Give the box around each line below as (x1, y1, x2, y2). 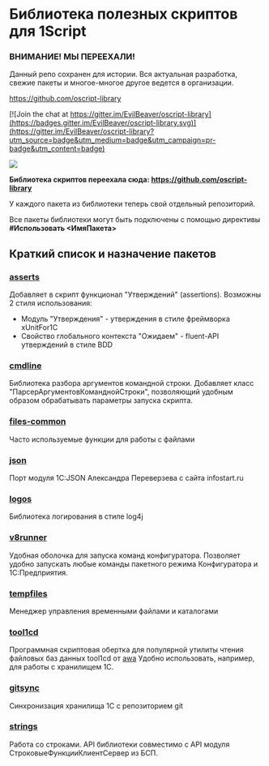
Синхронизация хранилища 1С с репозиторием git (9, 700, 183, 710)
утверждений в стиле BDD (20, 340, 113, 349)
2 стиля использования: (9, 298, 92, 308)
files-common (9, 416, 66, 427)
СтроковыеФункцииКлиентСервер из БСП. (9, 747, 159, 758)
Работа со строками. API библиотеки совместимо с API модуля (9, 739, 230, 749)
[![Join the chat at (9, 109, 69, 119)
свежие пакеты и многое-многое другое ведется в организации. (9, 78, 234, 88)
